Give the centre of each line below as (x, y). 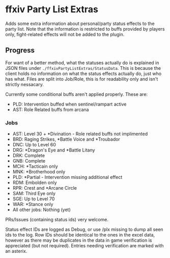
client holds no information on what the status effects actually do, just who (83, 73)
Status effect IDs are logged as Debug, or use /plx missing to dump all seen (84, 229)
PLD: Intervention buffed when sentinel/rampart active (69, 104)
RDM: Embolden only (35, 183)
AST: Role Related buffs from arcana (51, 109)
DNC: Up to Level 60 (34, 145)
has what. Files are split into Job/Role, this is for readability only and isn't (82, 79)
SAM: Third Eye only (34, 194)
